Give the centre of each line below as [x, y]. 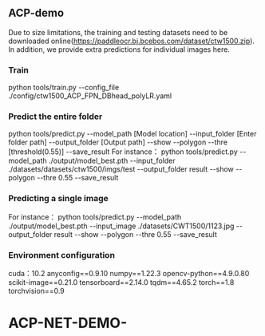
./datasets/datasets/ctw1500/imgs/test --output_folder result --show [121, 169]
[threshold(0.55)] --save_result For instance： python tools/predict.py [123, 152]
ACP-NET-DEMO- [68, 323]
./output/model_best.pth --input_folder [112, 161]
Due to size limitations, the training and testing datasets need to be [118, 32]
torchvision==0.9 [37, 291]
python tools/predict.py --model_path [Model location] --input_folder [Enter [132, 134]
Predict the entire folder [55, 117]
